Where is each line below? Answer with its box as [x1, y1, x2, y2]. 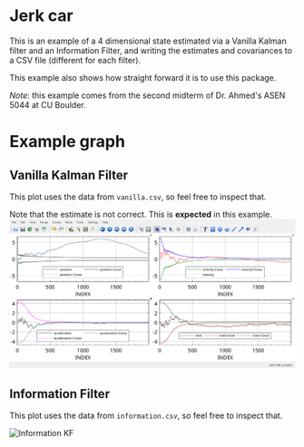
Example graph [9, 131, 125, 152]
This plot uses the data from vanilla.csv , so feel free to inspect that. [9, 191, 267, 202]
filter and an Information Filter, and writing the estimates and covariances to [9, 44, 293, 55]
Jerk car [9, 5, 74, 26]
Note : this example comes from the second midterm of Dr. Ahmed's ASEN [9, 90, 286, 101]
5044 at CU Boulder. [9, 99, 86, 110]
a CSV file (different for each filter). [9, 54, 142, 65]
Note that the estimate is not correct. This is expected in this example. [9, 209, 272, 219]
